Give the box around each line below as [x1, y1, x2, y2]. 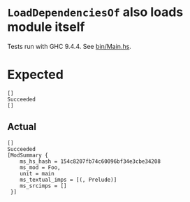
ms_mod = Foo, [20, 164, 61, 171]
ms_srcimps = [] [20, 182, 68, 189]
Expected [7, 67, 64, 82]
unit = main [20, 170, 54, 177]
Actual [7, 121, 37, 133]
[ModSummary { [7, 152, 49, 159]
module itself [7, 19, 85, 35]
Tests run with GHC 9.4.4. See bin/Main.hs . [7, 42, 131, 50]
